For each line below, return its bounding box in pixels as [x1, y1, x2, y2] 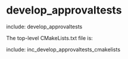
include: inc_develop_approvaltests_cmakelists [6, 45, 121, 53]
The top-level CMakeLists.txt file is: [6, 34, 93, 41]
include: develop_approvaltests [6, 23, 83, 30]
